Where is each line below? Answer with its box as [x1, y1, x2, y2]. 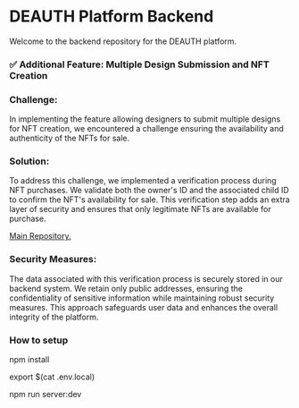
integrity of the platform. [9, 311, 99, 322]
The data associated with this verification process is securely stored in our [9, 273, 283, 284]
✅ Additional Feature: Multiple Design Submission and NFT [9, 58, 270, 71]
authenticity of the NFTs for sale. [9, 132, 130, 144]
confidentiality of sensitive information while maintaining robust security [9, 293, 275, 303]
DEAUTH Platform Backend [9, 6, 214, 27]
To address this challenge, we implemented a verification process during [9, 175, 277, 186]
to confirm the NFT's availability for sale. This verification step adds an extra [9, 194, 290, 205]
